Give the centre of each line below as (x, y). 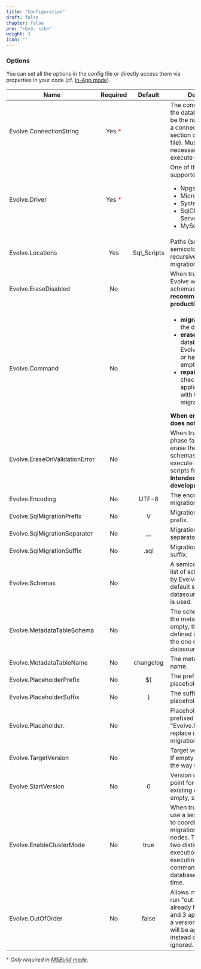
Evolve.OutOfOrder (36, 919)
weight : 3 (19, 34)
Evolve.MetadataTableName (48, 663)
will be (179, 930)
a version (183, 922)
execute (182, 158)
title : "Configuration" (36, 12)
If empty (182, 758)
